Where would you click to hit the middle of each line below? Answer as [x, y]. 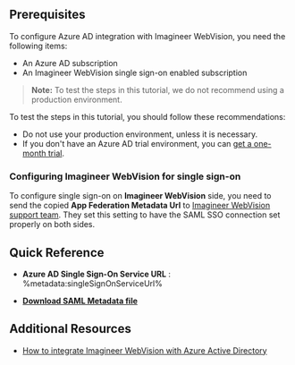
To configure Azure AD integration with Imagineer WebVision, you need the [147, 36]
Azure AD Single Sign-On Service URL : [97, 274]
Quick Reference [57, 253]
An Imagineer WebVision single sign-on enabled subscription [135, 72]
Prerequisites [47, 15]
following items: [38, 46]
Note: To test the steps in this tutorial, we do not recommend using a [157, 89]
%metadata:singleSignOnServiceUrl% [92, 283]
